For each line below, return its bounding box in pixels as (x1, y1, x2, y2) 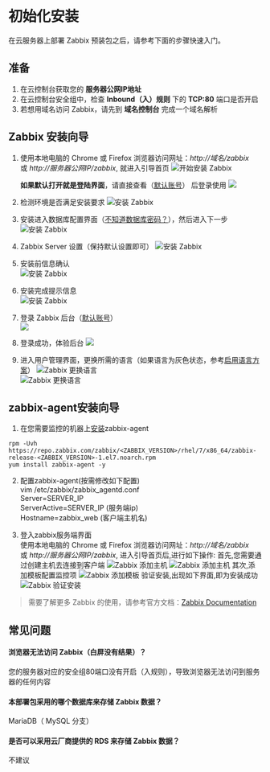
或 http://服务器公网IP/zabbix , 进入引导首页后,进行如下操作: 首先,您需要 (19, 550, 255, 560)
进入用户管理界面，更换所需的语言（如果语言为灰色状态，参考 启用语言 (19, 355, 253, 364)
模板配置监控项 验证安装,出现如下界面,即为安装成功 (27, 570, 259, 580)
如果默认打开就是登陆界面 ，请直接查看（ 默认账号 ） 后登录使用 (19, 180, 227, 190)
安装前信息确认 (19, 258, 70, 268)
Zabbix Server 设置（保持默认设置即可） (19, 241, 154, 251)
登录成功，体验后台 (19, 338, 84, 347)
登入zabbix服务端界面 (19, 530, 92, 540)
